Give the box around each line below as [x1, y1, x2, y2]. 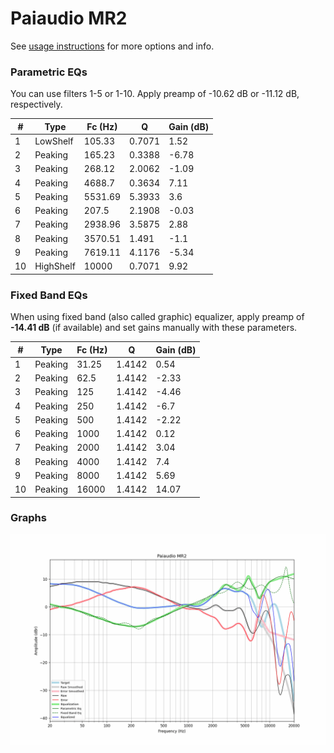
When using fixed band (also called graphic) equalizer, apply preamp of [10, 311, 305, 323]
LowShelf [34, 135, 74, 147]
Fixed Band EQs [10, 288, 88, 302]
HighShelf [34, 260, 76, 272]
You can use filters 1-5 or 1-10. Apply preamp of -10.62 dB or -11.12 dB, [10, 88, 300, 100]
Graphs [10, 511, 47, 525]
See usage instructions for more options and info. [10, 40, 215, 52]
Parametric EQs [10, 65, 88, 79]
